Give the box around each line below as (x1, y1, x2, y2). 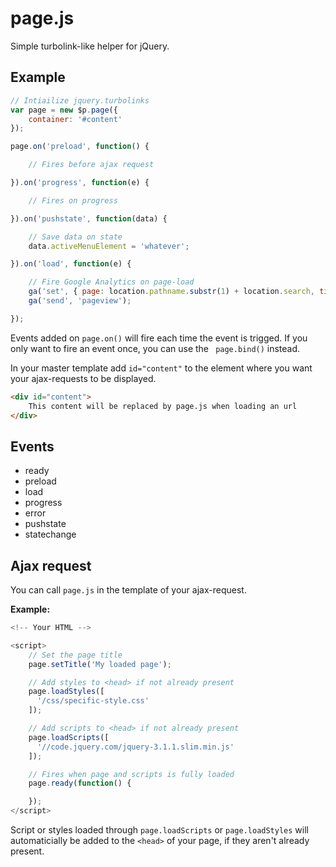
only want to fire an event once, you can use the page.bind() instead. (10, 342, 301, 354)
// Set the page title (28, 650, 123, 660)
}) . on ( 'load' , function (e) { (10, 259, 132, 269)
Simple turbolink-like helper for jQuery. (10, 40, 170, 52)
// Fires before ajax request (28, 160, 155, 170)
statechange (24, 528, 77, 541)
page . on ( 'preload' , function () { (10, 142, 150, 152)
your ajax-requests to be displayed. (10, 372, 157, 384)
